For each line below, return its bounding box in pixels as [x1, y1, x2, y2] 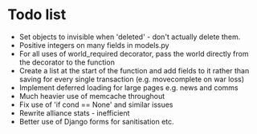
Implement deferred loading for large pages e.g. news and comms [18, 82, 239, 93]
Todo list [7, 6, 67, 24]
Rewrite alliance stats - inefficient [18, 108, 130, 117]
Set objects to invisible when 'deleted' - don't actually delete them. [18, 32, 241, 41]
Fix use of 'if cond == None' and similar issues [18, 100, 173, 109]
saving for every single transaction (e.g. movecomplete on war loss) [18, 74, 245, 84]
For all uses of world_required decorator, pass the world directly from [18, 49, 249, 58]
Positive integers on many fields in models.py [18, 40, 169, 49]
